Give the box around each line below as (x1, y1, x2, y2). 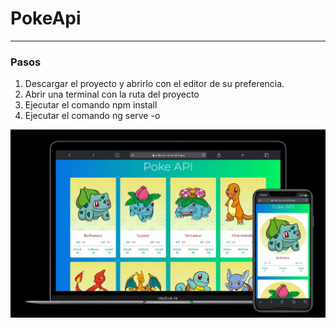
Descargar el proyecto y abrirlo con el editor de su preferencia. (24, 78, 285, 90)
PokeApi (10, 7, 82, 30)
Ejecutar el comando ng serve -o (24, 110, 161, 122)
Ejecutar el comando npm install (24, 99, 158, 111)
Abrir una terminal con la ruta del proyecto (24, 88, 200, 101)
